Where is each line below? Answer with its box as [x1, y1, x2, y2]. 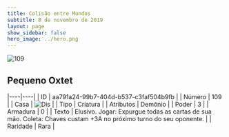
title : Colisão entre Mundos [7, 10, 91, 17]
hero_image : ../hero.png [7, 36, 79, 43]
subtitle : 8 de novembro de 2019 [7, 17, 103, 23]
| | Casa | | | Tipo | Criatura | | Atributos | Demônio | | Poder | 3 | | [7, 100, 209, 108]
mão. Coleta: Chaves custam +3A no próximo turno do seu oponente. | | [7, 114, 212, 123]
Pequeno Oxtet [7, 74, 74, 86]
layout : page [7, 23, 45, 30]
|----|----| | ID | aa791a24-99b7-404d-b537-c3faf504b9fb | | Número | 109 [7, 92, 222, 101]
